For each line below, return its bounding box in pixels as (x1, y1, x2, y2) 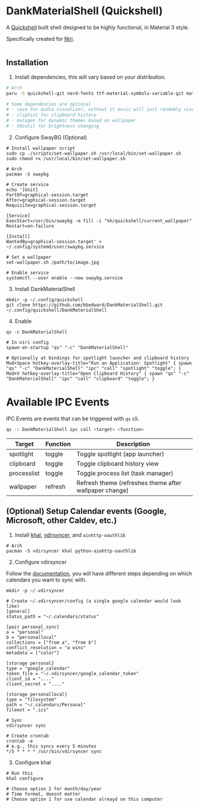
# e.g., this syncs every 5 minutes (6, 743, 97, 749)
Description (116, 440, 150, 448)
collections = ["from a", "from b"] (6, 639, 97, 646)
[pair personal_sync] (6, 624, 60, 630)
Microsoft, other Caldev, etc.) (6, 516, 117, 526)
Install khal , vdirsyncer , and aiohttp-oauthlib (14, 531, 126, 538)
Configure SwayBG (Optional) (14, 133, 88, 140)
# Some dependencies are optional (6, 101, 92, 107)
